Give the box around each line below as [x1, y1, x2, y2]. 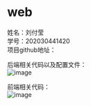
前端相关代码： [7, 82, 50, 91]
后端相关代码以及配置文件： [7, 60, 87, 68]
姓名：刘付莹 [7, 28, 44, 36]
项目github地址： [7, 45, 56, 54]
